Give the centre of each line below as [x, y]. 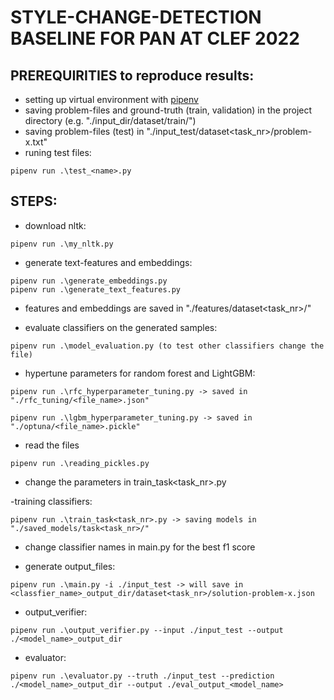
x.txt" [36, 142]
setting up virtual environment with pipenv [111, 99]
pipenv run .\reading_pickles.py [80, 463]
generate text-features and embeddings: [108, 262]
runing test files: [58, 152]
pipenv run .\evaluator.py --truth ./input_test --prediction [142, 676]
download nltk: [55, 225]
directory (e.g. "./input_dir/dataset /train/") [110, 120]
